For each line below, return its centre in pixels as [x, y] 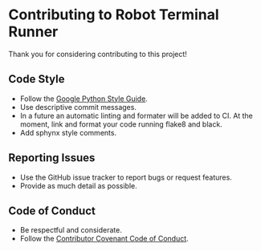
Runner [33, 32]
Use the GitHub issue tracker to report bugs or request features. [126, 177]
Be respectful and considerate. [71, 230]
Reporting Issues [52, 158]
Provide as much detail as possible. [79, 185]
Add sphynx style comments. [68, 132]
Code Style [37, 79]
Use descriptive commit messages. [78, 107]
